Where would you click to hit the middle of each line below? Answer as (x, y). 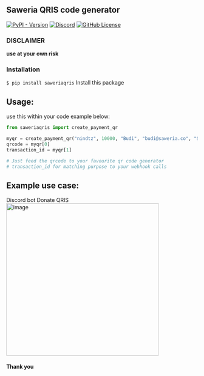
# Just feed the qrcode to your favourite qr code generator (85, 161)
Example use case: (43, 185)
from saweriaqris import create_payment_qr (62, 128)
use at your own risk (32, 54)
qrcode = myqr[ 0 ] (28, 144)
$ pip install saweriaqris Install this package (65, 83)
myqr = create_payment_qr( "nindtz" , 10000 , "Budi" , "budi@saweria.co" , (99, 139)
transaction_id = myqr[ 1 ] (39, 150)
